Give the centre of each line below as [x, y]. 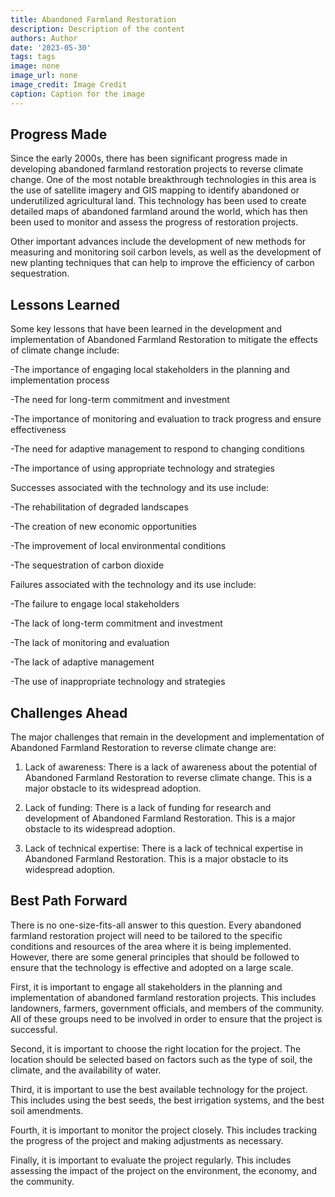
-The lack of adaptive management [82, 662]
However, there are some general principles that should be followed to [155, 957]
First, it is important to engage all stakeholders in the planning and [146, 987]
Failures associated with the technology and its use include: [133, 585]
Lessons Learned [65, 304]
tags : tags [33, 57]
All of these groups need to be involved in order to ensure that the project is [166, 1018]
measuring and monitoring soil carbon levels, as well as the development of [166, 252]
